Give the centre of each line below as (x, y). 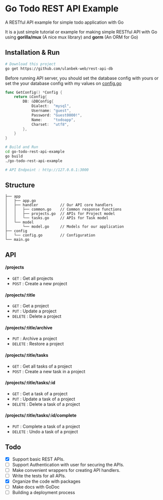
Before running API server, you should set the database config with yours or (82, 78)
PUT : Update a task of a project (43, 399)
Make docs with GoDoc (36, 487)
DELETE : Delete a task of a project (46, 404)
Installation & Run (32, 53)
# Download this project (30, 64)
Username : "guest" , (51, 111)
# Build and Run (22, 147)
